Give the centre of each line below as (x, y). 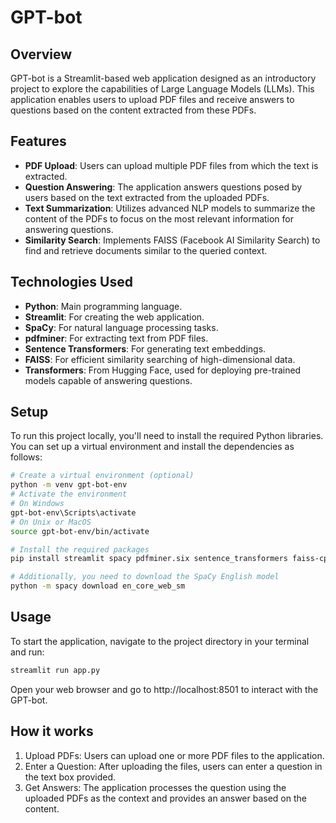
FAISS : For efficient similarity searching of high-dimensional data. (160, 359)
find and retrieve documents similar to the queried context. (146, 250)
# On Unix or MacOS (51, 522)
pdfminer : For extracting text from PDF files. (116, 338)
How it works (52, 731)
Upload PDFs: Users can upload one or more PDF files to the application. (174, 755)
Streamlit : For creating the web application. (114, 317)
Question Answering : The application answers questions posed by (163, 187)
